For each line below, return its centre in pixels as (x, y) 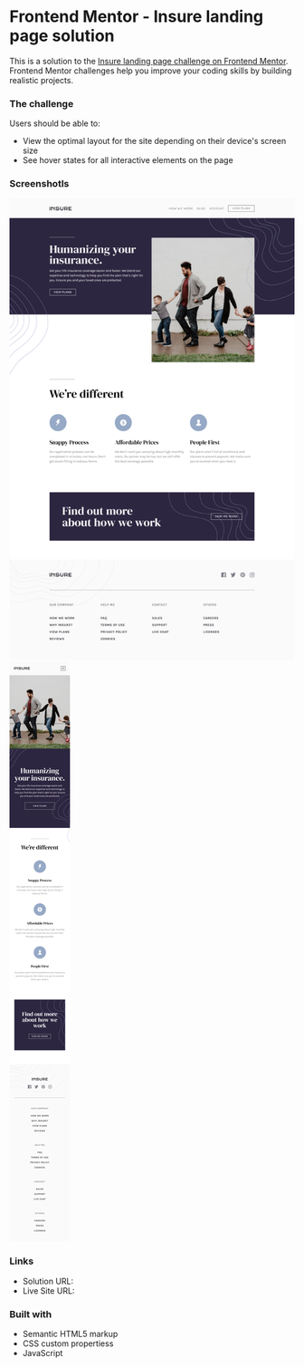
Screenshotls (39, 184)
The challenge (42, 103)
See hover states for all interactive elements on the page (128, 160)
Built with (31, 1314)
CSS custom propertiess (68, 1343)
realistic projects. (42, 80)
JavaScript (43, 1353)
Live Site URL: (48, 1290)
